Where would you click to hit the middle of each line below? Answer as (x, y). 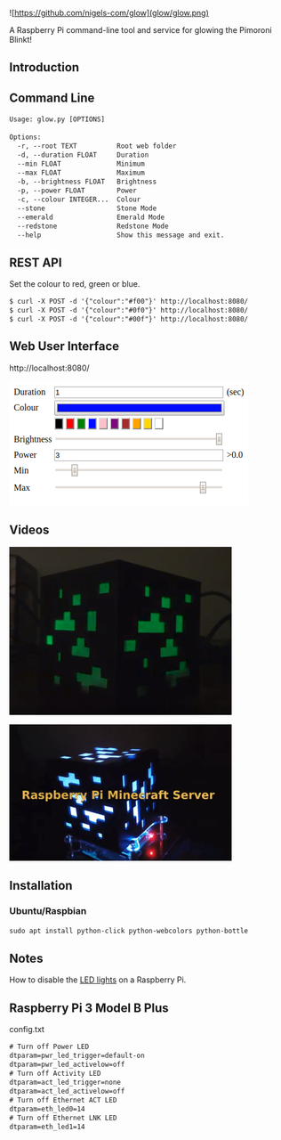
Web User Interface (64, 346)
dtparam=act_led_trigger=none (65, 1082)
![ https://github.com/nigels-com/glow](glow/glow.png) (109, 13)
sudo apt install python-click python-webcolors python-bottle (129, 931)
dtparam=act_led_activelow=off (67, 1091)
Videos (29, 530)
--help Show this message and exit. (121, 235)
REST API (36, 262)
